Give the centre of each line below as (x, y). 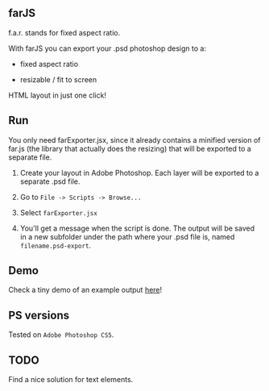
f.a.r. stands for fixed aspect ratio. (64, 32)
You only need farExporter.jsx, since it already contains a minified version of (134, 139)
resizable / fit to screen (58, 79)
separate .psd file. (50, 181)
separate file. (30, 157)
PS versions (39, 315)
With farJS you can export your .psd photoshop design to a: (108, 48)
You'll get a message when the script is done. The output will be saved (137, 228)
